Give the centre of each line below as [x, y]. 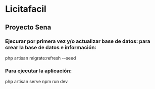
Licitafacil [26, 9]
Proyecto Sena [28, 27]
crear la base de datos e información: [51, 47]
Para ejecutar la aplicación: [39, 71]
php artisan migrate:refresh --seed [41, 58]
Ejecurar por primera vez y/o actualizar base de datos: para [78, 41]
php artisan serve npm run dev [37, 82]
